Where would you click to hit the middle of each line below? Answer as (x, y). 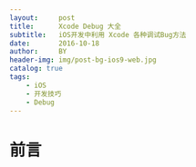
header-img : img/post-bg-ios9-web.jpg (83, 60)
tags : (20, 77)
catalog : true (36, 69)
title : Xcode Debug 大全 (65, 26)
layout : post (42, 18)
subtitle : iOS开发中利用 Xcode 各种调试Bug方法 (98, 34)
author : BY (38, 52)
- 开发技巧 (44, 93)
